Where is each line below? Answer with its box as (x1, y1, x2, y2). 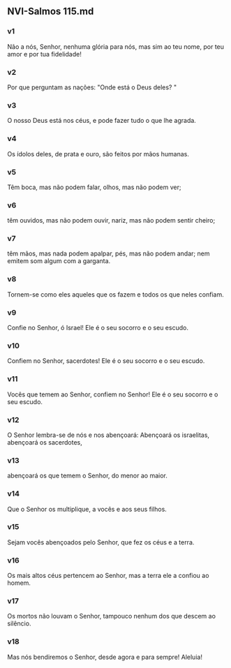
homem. (7, 579, 31, 587)
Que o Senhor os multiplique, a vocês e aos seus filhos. (7, 505, 167, 513)
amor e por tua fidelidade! (7, 50, 82, 58)
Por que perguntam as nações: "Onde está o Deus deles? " (7, 83, 177, 91)
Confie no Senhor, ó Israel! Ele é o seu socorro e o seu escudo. (7, 324, 188, 332)
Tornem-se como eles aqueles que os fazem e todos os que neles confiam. (7, 290, 225, 299)
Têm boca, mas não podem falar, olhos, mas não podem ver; (7, 183, 181, 191)
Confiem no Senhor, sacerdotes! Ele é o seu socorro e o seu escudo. (7, 357, 205, 365)
